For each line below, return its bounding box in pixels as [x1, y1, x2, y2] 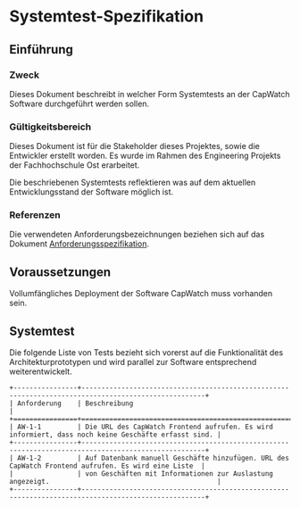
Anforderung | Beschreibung [17, 399, 134, 408]
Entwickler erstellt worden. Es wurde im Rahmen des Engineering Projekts [9, 150, 281, 162]
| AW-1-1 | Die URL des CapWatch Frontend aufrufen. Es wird [9, 422, 274, 432]
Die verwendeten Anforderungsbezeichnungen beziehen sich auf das [9, 229, 265, 240]
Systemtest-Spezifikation [9, 6, 204, 27]
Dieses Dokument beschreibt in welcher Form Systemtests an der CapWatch [9, 88, 290, 99]
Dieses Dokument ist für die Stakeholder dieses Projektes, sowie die [9, 141, 261, 152]
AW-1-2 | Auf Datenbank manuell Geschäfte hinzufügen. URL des [17, 453, 290, 463]
